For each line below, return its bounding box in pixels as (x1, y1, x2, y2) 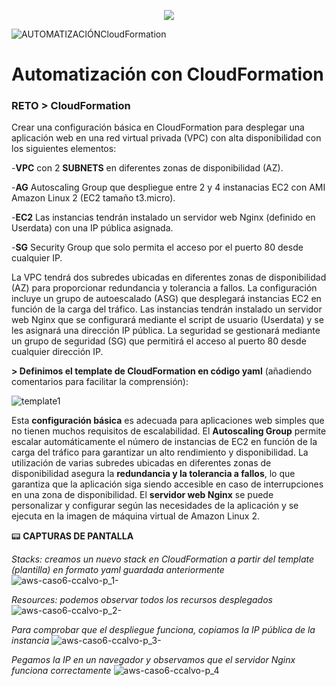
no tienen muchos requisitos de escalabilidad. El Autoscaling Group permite (11, 425, 327, 437)
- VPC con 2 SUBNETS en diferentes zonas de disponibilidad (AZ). (11, 162, 284, 174)
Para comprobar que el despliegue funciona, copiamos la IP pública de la (11, 624, 316, 636)
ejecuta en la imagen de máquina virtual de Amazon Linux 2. (11, 510, 260, 522)
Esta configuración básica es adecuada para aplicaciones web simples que (11, 415, 325, 427)
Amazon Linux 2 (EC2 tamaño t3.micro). (11, 192, 176, 204)
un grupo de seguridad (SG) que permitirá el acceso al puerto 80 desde (11, 335, 307, 347)
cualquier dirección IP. (11, 346, 104, 358)
